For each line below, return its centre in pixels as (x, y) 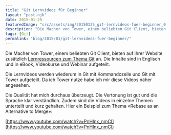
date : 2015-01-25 (24, 20)
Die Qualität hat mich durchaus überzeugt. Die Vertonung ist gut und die (81, 95)
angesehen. (18, 85)
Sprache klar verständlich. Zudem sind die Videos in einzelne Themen (79, 100)
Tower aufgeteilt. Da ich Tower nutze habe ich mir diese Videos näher (79, 80)
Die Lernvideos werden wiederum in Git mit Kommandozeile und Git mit (80, 74)
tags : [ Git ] (18, 34)
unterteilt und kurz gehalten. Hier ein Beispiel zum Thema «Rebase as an (82, 106)
